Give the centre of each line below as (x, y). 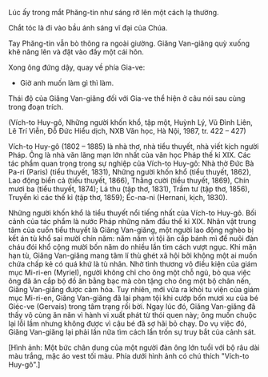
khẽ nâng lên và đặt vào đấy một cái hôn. (76, 52)
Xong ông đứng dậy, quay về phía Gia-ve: (77, 67)
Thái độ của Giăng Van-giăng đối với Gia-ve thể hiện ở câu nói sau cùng (127, 98)
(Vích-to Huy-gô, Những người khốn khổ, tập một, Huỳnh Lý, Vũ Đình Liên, (131, 122)
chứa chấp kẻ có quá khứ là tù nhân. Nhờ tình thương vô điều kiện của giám (133, 264)
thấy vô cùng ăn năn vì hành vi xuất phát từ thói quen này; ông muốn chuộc (133, 315)
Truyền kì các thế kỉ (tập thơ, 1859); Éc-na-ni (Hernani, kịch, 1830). (118, 197)
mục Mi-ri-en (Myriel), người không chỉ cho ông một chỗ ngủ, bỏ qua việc (130, 273)
